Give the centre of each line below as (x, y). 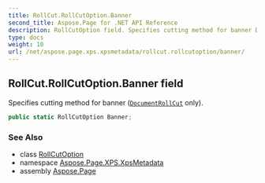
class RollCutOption (52, 154)
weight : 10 (26, 45)
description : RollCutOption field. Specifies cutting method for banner (130, 30)
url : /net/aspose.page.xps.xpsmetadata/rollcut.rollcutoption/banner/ (127, 52)
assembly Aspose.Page (58, 170)
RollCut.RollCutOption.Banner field (96, 84)
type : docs (26, 37)
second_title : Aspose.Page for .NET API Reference (93, 23)
